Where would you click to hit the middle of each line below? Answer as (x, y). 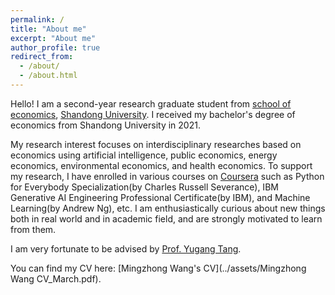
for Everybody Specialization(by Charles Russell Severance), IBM (144, 187)
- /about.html (48, 76)
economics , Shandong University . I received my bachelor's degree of (153, 114)
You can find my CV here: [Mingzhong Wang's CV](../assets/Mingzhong (158, 268)
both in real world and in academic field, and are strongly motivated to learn (166, 218)
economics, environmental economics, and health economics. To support (161, 165)
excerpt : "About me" (53, 38)
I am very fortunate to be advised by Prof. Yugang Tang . (126, 248)
